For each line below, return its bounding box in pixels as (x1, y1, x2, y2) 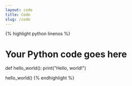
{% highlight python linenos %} (5, 31, 71, 37)
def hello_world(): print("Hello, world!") (5, 65, 86, 71)
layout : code (5, 7, 33, 13)
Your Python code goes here (5, 49, 127, 60)
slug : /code (5, 17, 30, 22)
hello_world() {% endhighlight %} (5, 75, 75, 81)
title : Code (5, 12, 30, 17)
